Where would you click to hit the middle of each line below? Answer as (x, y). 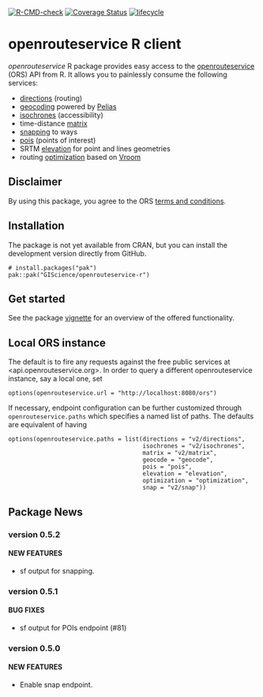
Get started (37, 299)
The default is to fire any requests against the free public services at (119, 362)
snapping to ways (48, 131)
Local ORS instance (57, 343)
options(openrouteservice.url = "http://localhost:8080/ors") (113, 393)
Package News (45, 511)
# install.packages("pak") (53, 268)
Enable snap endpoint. (56, 684)
